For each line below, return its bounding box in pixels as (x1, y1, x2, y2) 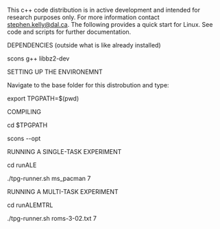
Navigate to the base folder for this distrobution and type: (7, 81, 169, 89)
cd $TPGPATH (7, 121, 48, 129)
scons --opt (7, 134, 41, 142)
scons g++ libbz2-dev (7, 54, 70, 63)
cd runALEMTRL (7, 201, 53, 209)
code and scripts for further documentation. (7, 28, 132, 36)
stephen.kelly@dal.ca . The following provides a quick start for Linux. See (7, 21, 213, 28)
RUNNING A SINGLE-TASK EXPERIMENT (7, 148, 122, 155)
